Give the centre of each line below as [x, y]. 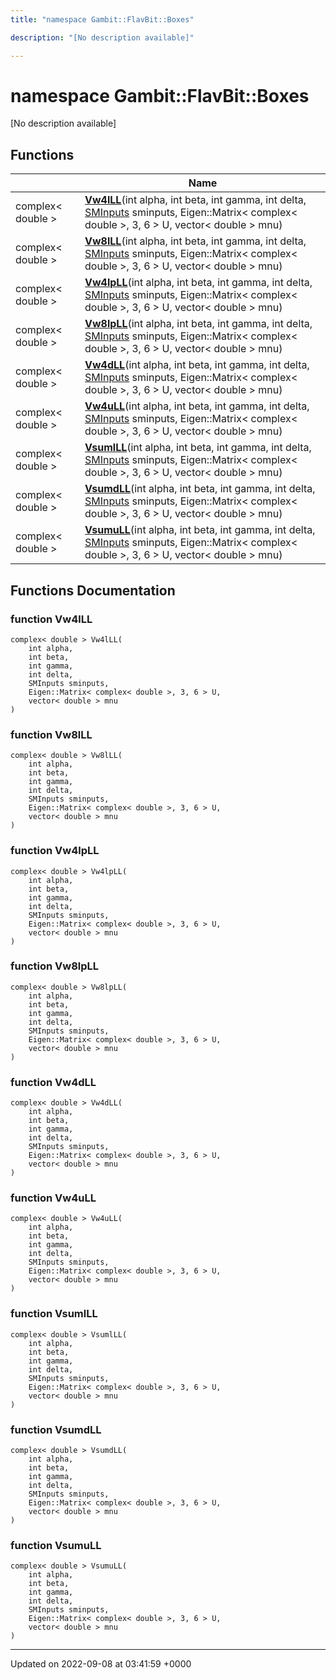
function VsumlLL [54, 1314]
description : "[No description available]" [102, 37]
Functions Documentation [93, 590]
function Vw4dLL [53, 1082]
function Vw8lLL [51, 734]
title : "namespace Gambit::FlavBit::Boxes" [102, 19]
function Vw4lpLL [55, 851]
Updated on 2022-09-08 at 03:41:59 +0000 [101, 1664]
